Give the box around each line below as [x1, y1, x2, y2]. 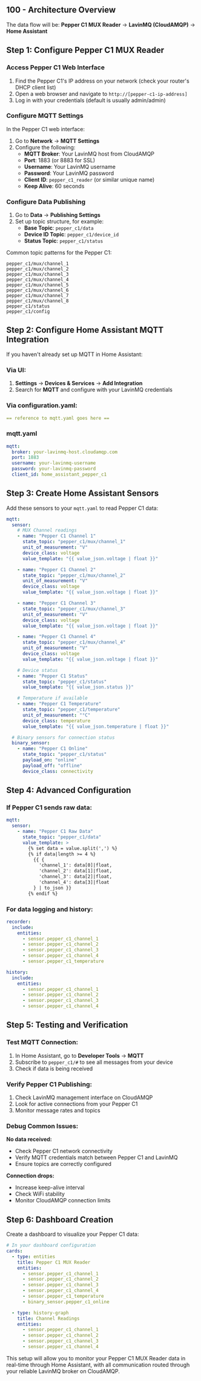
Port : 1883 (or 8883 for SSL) [24, 156, 96, 163]
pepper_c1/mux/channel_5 [6, 282, 69, 288]
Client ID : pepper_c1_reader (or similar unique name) [24, 176, 155, 183]
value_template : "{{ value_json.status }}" [22, 684, 134, 690]
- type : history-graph [12, 1309, 69, 1316]
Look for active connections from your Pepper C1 [15, 1100, 138, 1108]
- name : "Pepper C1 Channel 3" [17, 600, 96, 606]
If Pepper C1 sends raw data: [6, 803, 93, 812]
